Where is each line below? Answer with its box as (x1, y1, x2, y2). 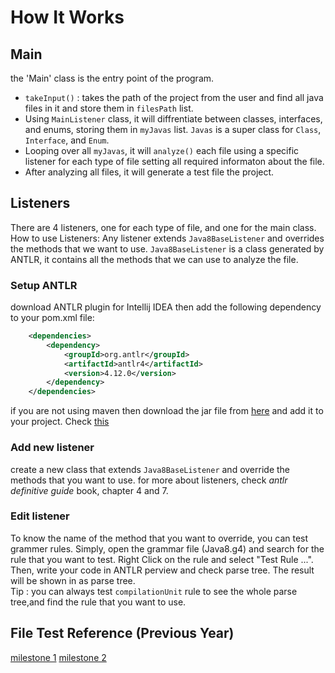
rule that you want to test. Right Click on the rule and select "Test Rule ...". (10, 553, 314, 565)
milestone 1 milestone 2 (10, 651, 107, 663)
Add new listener (10, 441, 95, 455)
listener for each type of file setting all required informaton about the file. (24, 156, 325, 167)
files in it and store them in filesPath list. (24, 102, 194, 114)
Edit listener (10, 509, 70, 523)
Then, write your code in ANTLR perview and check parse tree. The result (10, 564, 315, 576)
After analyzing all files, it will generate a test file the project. (24, 166, 275, 178)
